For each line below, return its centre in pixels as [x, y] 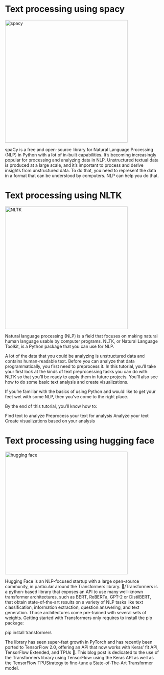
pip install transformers [28, 632]
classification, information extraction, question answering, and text [72, 607]
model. [12, 668]
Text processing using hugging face [80, 441]
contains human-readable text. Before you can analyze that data [70, 361]
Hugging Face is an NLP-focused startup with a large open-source [72, 581]
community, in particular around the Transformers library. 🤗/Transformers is [82, 586]
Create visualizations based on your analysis [50, 421]
